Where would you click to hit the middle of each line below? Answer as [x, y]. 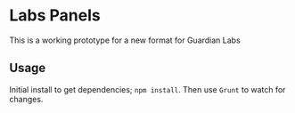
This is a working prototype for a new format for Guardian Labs [125, 40]
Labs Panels [55, 16]
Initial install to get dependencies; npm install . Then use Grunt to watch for [147, 89]
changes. [26, 99]
